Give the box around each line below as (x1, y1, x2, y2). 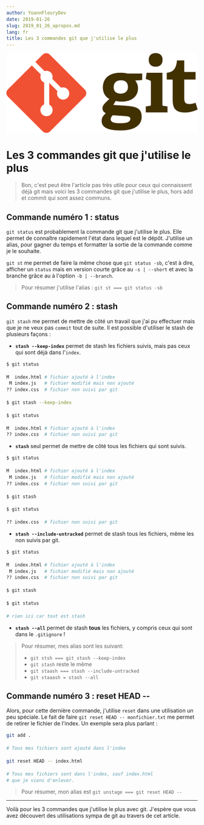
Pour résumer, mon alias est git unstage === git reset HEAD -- (21, 788, 183, 795)
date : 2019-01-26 (6, 16, 50, 22)
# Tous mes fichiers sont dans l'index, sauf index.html (6, 771, 154, 777)
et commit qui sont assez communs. (21, 194, 112, 202)
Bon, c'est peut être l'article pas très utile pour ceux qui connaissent (21, 182, 192, 189)
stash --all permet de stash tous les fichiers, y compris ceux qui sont (15, 624, 192, 631)
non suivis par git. (15, 536, 60, 543)
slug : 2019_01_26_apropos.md (6, 22, 80, 29)
